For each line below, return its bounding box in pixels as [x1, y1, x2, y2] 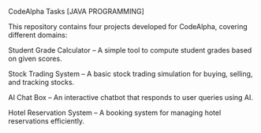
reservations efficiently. [8, 116, 85, 125]
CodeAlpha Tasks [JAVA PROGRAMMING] [8, 7, 144, 16]
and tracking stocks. [8, 78, 75, 87]
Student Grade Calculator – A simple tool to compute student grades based [8, 46, 252, 54]
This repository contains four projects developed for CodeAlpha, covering [8, 22, 248, 31]
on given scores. [8, 54, 62, 63]
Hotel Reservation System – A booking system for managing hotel [8, 108, 222, 117]
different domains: [8, 31, 68, 39]
